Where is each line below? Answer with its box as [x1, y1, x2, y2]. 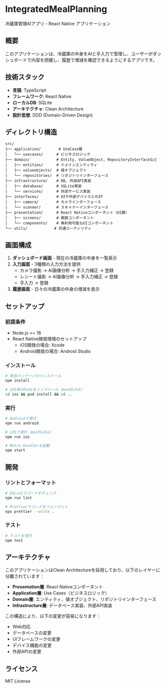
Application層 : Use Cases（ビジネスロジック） [12, 590, 110, 596]
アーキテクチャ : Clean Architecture [12, 106, 83, 112]
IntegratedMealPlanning [5, 3, 107, 15]
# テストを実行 [5, 533, 32, 538]
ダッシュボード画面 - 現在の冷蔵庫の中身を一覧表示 [12, 255, 118, 261]
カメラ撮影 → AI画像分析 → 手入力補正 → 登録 [19, 267, 114, 273]
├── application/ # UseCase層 [5, 147, 83, 152]
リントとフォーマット [5, 479, 56, 486]
